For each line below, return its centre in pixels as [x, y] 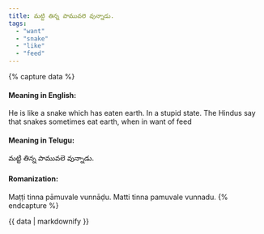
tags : [17, 23]
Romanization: [34, 179]
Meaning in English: [43, 95]
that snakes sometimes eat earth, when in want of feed [100, 121]
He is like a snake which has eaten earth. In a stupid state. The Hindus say [132, 113]
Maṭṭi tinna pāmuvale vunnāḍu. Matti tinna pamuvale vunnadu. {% [118, 197]
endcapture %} [34, 205]
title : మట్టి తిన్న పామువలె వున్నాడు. [62, 16]
